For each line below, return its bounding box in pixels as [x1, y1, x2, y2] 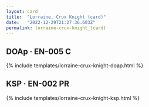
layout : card [6, 8, 38, 15]
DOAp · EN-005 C [6, 46, 72, 56]
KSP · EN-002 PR [6, 79, 69, 89]
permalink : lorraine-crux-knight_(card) [6, 25, 107, 31]
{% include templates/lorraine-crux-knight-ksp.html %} [6, 94, 140, 101]
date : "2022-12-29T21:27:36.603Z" [6, 19, 96, 25]
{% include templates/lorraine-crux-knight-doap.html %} [6, 62, 144, 69]
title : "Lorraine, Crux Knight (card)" [6, 14, 107, 20]
